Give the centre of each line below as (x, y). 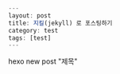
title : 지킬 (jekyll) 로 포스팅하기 (60, 23)
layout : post (30, 16)
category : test (33, 30)
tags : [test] (30, 38)
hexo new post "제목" (43, 61)
